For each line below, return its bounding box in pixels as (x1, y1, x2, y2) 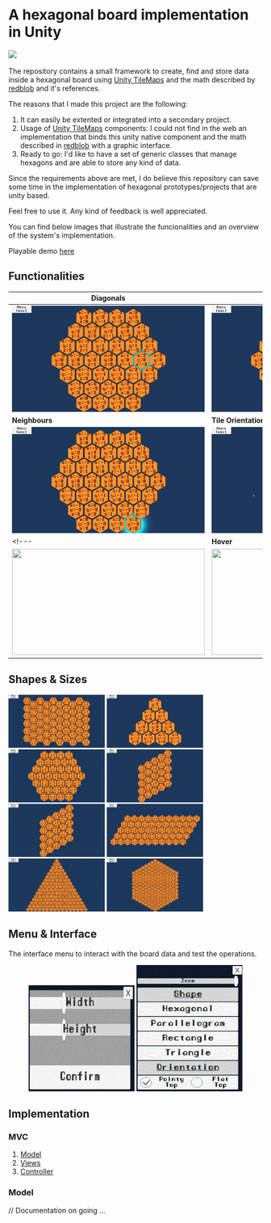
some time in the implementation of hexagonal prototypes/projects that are (8, 182, 257, 192)
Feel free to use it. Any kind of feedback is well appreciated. (8, 206, 208, 216)
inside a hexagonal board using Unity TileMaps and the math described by (8, 74, 256, 84)
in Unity (8, 23, 62, 41)
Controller (19, 1166, 54, 1177)
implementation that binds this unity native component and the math (19, 132, 248, 141)
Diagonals (91, 293, 126, 303)
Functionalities (8, 269, 85, 284)
